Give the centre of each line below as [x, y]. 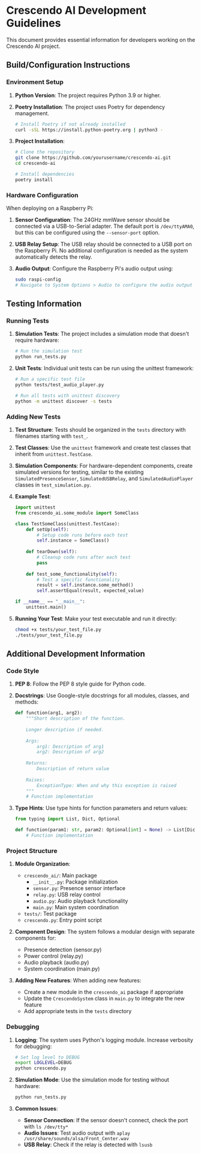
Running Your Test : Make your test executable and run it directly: [96, 618]
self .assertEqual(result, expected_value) [91, 591]
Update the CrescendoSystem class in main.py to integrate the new [104, 999]
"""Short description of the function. [76, 719]
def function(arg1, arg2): [49, 713]
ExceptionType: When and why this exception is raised [107, 785]
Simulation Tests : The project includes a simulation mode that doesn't [102, 334]
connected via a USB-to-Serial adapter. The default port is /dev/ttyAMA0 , [105, 226]
